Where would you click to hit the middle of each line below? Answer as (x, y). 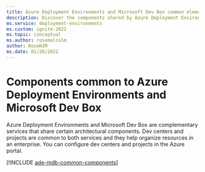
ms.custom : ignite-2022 (37, 29)
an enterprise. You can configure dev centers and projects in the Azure (95, 144)
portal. (15, 151)
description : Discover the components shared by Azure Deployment (92, 18)
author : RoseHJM (27, 46)
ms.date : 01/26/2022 (33, 52)
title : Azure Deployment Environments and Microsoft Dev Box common (95, 12)
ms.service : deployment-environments (54, 23)
